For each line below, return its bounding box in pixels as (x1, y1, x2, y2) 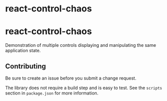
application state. (5, 48, 41, 54)
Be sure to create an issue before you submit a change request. (5, 75, 136, 81)
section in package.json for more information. (5, 90, 99, 96)
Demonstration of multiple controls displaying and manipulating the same (5, 42, 156, 48)
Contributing (5, 62, 46, 70)
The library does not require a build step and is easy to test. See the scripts (5, 85, 162, 91)
